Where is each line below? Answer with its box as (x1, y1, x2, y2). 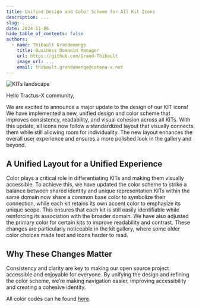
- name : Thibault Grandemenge (11, 42, 86, 48)
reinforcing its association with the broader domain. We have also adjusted (6, 213, 189, 220)
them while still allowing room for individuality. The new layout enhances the (6, 129, 193, 136)
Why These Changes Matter (6, 248, 113, 259)
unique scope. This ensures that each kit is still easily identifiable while (6, 206, 179, 213)
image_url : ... (17, 58, 55, 64)
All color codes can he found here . (6, 295, 91, 302)
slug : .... (6, 20, 33, 26)
